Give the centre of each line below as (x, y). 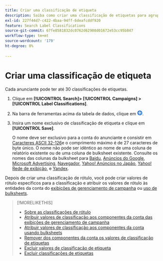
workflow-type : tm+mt (27, 36)
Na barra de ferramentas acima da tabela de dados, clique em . (78, 113)
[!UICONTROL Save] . (33, 128)
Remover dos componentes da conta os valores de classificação (89, 238)
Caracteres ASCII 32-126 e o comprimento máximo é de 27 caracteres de (85, 142)
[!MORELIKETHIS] (35, 202)
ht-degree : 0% (19, 46)
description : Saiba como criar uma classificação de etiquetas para (76, 15)
